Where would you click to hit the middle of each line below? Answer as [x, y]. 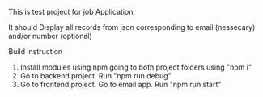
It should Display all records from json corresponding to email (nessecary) [132, 27]
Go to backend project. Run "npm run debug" [95, 76]
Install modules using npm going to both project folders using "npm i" [136, 67]
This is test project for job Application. [72, 12]
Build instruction [36, 51]
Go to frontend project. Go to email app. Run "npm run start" [121, 84]
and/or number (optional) [51, 36]
